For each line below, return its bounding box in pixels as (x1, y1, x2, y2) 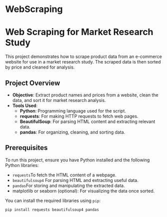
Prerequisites (5, 143, 48, 152)
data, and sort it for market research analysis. (12, 97, 106, 103)
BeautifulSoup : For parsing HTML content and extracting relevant (19, 118, 156, 124)
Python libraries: (5, 162, 39, 168)
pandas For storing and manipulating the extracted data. (12, 182, 125, 188)
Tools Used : (12, 102, 38, 108)
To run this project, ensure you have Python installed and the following (5, 156, 150, 163)
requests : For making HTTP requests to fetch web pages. (19, 113, 139, 119)
